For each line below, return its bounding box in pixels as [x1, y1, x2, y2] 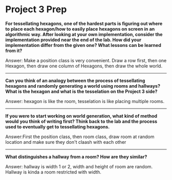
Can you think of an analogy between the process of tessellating [5, 78, 145, 84]
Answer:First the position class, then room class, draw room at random [5, 134, 155, 140]
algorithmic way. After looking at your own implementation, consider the [5, 31, 163, 37]
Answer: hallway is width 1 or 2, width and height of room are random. [5, 163, 153, 169]
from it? [5, 47, 23, 54]
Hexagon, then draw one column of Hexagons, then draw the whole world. [5, 63, 163, 69]
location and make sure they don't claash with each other [5, 139, 126, 145]
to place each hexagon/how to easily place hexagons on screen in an [5, 25, 155, 32]
